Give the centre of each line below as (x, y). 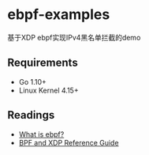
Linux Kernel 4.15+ (49, 90)
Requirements (43, 63)
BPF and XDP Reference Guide (69, 142)
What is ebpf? (41, 134)
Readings (31, 115)
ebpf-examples (59, 15)
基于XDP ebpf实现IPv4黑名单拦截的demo (74, 37)
